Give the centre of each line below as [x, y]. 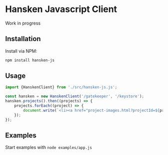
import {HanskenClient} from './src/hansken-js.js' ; [61, 87]
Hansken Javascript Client [61, 9]
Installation [23, 39]
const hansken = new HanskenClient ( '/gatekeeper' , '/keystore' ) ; [74, 96]
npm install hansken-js [30, 60]
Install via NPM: [21, 51]
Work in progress [23, 23]
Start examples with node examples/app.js [49, 147]
